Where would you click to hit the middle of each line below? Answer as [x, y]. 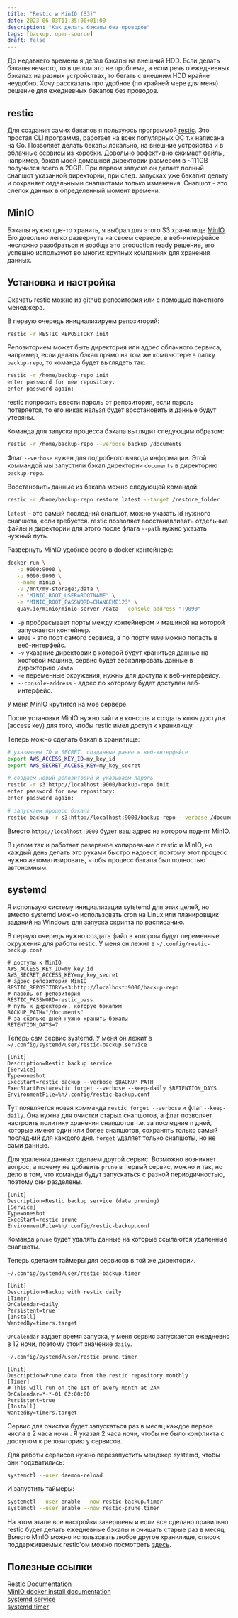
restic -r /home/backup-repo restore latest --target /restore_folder [114, 499]
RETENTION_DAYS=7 [33, 1025]
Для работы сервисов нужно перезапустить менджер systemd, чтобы [114, 1455]
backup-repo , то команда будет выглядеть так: [76, 362]
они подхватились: [36, 1462]
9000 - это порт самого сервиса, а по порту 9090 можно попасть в [117, 637]
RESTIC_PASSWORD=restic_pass [50, 1000]
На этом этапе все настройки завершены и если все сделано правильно [118, 1522]
